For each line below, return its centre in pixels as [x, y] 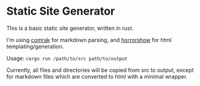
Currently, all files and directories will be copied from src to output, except [100, 70]
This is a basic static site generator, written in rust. [70, 28]
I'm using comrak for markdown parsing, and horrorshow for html [89, 40]
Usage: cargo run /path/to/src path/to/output [67, 58]
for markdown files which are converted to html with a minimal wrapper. [97, 76]
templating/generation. [35, 46]
